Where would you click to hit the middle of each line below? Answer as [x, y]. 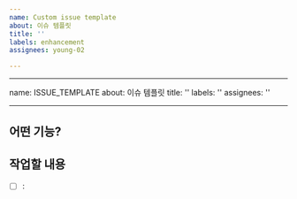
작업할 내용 [38, 164]
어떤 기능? [35, 131]
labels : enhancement [47, 42]
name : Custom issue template [63, 17]
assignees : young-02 [47, 50]
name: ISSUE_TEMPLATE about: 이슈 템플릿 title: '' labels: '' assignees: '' [140, 93]
